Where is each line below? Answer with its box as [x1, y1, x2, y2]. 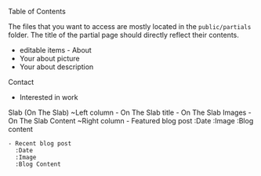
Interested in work [19, 93, 78, 101]
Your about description [19, 62, 94, 71]
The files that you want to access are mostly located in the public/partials [8, 22, 252, 31]
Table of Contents [8, 7, 67, 16]
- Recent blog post [8, 140, 72, 148]
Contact [8, 78, 34, 86]
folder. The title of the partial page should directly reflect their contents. [8, 31, 239, 39]
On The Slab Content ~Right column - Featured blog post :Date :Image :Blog [8, 116, 254, 125]
